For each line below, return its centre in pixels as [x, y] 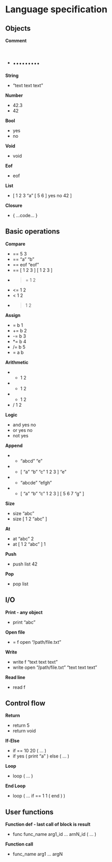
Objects [18, 28]
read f [19, 687]
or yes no [23, 430]
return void [24, 731]
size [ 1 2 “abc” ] [30, 519]
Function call [19, 844]
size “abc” [23, 513]
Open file [15, 632]
